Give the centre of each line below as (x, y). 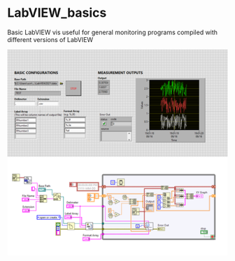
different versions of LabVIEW (50, 39)
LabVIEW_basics (57, 13)
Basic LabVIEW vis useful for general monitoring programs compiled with (113, 32)
